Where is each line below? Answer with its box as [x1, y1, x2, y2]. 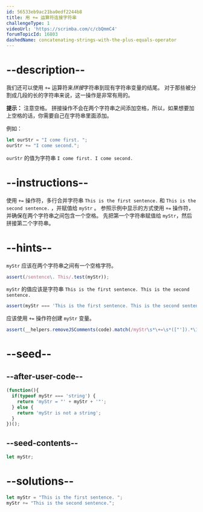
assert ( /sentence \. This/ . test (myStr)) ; [6, 274, 110, 280]
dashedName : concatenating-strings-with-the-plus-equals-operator [6, 37, 177, 43]
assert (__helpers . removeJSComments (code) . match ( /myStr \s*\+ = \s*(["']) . [6, 327, 190, 333]
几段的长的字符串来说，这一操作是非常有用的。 [16, 91, 134, 99]
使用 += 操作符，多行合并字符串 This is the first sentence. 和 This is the [6, 196, 196, 204]
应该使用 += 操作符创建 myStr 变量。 [6, 314, 95, 322]
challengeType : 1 [6, 20, 50, 26]
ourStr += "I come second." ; [6, 142, 80, 148]
